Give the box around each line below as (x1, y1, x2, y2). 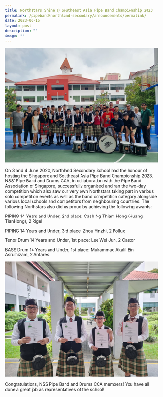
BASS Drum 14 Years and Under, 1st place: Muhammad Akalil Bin (5, 247, 134, 253)
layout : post (5, 23, 32, 28)
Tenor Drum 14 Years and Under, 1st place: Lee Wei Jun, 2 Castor (5, 237, 136, 243)
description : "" (5, 28, 38, 34)
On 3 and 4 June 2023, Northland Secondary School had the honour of (5, 168, 147, 173)
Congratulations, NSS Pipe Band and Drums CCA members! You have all (5, 381, 149, 387)
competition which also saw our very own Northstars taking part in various (5, 188, 154, 194)
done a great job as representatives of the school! (5, 387, 105, 392)
